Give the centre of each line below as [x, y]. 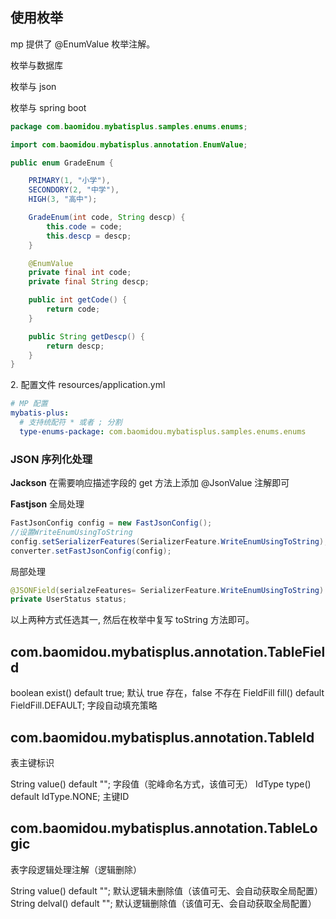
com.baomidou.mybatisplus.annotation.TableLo [164, 828]
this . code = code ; [84, 226]
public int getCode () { [78, 300]
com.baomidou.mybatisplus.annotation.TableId [162, 737]
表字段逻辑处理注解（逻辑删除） [76, 869]
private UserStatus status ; [69, 599]
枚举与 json [33, 86]
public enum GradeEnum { [62, 163]
